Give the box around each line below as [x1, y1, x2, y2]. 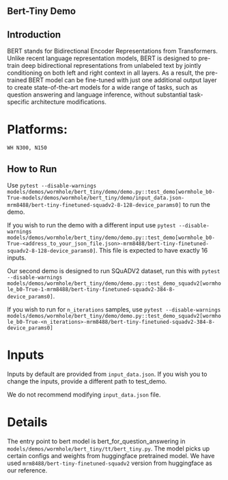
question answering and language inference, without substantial [7, 90, 188, 99]
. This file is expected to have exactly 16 [95, 246, 208, 254]
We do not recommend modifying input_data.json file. [7, 390, 161, 399]
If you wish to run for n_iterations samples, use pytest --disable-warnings [7, 305, 221, 314]
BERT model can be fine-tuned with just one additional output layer [28, 76, 217, 84]
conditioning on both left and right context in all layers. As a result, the [7, 68, 205, 77]
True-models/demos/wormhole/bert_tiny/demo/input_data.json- [7, 194, 185, 201]
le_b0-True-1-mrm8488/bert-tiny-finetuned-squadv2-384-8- [7, 286, 175, 293]
